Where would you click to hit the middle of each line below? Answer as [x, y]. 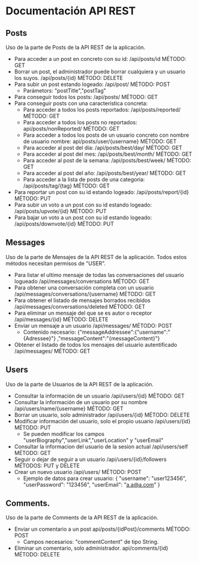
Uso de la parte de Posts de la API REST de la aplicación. [75, 47]
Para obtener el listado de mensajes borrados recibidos [82, 300]
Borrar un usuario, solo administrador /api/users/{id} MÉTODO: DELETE [102, 415]
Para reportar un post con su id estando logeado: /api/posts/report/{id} [101, 192]
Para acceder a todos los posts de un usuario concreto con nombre [106, 135]
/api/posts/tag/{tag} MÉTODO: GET [66, 186]
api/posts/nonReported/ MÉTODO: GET [71, 129]
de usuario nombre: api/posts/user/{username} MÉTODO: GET [100, 141]
